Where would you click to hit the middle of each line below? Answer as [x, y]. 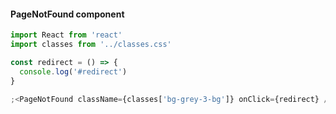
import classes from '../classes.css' [91, 45]
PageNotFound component [67, 14]
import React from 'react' [66, 35]
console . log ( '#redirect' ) [73, 71]
